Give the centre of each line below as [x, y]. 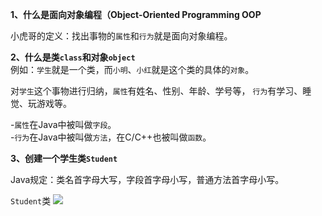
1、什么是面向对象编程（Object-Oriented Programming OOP [136, 14]
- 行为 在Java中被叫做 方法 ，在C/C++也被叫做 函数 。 [111, 137]
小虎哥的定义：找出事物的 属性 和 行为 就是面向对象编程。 [121, 36]
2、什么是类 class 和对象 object [73, 57]
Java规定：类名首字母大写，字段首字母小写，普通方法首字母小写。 [147, 179]
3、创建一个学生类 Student [64, 158]
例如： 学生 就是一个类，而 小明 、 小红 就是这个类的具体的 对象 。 [132, 69]
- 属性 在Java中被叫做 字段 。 [63, 124]
